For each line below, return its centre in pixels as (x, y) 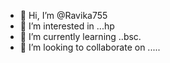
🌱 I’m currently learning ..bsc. (80, 36)
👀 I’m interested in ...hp (67, 26)
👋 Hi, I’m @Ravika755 (63, 15)
